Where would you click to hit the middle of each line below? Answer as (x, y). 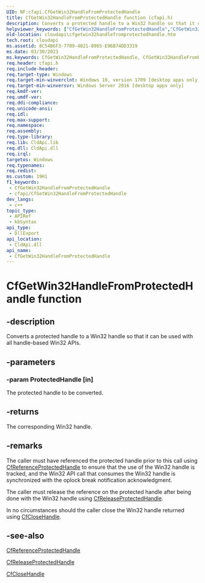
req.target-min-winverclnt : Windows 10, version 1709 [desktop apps (95, 80)
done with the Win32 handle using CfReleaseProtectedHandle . (85, 498)
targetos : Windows (30, 159)
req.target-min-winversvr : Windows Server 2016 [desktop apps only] (95, 86)
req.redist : (21, 171)
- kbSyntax (23, 222)
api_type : (19, 228)
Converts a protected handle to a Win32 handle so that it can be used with (100, 336)
